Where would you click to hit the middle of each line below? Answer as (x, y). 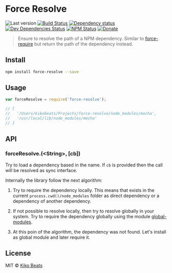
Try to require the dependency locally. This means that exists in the (83, 190)
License (18, 253)
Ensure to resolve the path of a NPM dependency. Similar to (81, 38)
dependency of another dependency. (52, 201)
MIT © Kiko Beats (24, 266)
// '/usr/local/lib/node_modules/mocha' (51, 118)
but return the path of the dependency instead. (83, 44)
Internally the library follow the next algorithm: (54, 180)
